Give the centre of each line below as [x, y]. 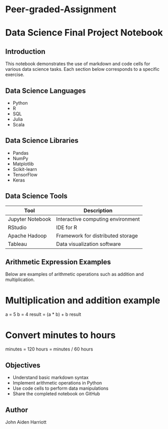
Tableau [17, 244]
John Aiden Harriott [26, 422]
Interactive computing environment [98, 219]
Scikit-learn [25, 169]
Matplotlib [23, 164]
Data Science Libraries [42, 141]
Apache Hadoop [27, 236]
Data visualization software [88, 244]
